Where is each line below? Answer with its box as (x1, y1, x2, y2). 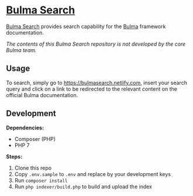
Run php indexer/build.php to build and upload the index (14, 183, 152, 190)
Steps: (6, 153, 22, 160)
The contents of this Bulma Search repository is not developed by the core (6, 40, 186, 47)
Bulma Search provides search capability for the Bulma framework (6, 23, 166, 30)
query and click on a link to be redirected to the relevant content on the (6, 85, 177, 92)
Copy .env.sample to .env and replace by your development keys (14, 170, 171, 177)
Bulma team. (6, 46, 37, 53)
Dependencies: (6, 124, 44, 131)
